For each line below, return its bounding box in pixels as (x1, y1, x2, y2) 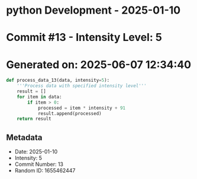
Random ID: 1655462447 (14, 167, 76, 174)
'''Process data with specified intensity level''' (17, 83, 147, 89)
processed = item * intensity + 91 (37, 105, 126, 111)
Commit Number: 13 (14, 161, 64, 168)
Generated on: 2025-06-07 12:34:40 (6, 57, 191, 71)
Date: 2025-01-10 (14, 148, 58, 155)
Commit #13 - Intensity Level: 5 (6, 31, 163, 44)
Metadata (6, 132, 43, 142)
